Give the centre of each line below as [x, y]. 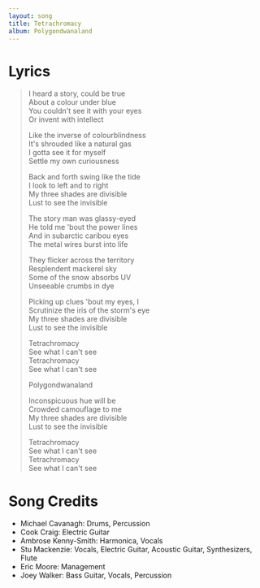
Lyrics [30, 71]
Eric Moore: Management [63, 567]
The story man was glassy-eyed [82, 218]
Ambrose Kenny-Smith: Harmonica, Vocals [91, 541]
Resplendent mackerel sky [73, 269]
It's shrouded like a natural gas [80, 144]
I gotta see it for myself [67, 153]
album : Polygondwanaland [50, 31]
